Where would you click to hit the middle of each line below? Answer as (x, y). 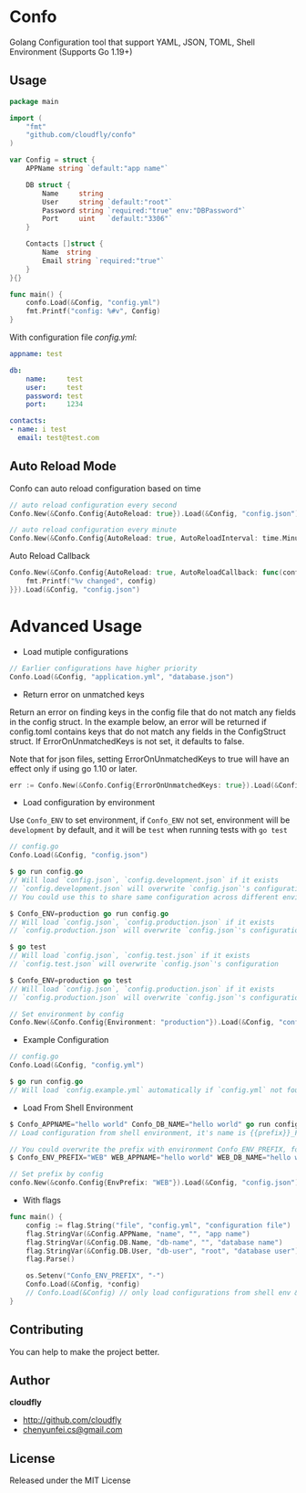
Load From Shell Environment (78, 1108)
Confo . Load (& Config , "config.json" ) (79, 856)
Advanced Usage (76, 626)
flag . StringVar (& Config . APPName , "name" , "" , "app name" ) (138, 1234)
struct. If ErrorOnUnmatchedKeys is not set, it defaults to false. (127, 741)
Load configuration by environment (88, 803)
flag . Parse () (51, 1259)
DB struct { (48, 184)
